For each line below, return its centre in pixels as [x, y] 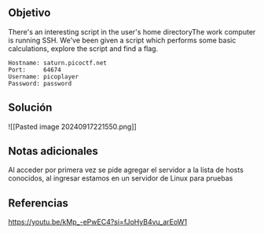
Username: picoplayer [44, 77]
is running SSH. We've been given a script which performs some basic [122, 40]
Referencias [38, 203]
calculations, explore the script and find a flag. [83, 48]
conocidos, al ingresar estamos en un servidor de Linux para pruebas [121, 178]
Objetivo [29, 13]
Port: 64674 [35, 70]
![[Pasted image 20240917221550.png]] [73, 126]
